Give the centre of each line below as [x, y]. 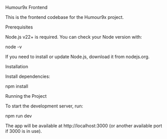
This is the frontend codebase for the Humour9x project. [64, 17]
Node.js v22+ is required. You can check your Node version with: [74, 37]
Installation [17, 66]
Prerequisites [19, 27]
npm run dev [19, 116]
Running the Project [26, 96]
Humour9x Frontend [26, 7]
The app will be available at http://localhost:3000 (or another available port [84, 126]
